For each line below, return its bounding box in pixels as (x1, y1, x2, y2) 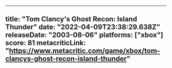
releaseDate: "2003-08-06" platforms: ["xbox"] (5, 31, 163, 40)
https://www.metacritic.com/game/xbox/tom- (9, 47, 160, 55)
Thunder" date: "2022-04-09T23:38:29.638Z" (5, 23, 160, 31)
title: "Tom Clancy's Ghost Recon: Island (5, 15, 137, 23)
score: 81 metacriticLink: (5, 39, 86, 47)
